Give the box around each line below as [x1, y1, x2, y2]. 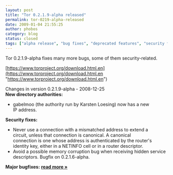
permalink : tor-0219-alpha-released [5, 17, 84, 22]
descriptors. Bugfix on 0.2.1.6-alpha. [12, 153, 90, 160]
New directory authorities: [5, 91, 63, 98]
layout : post [5, 7, 33, 13]
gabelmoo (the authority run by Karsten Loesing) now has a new [12, 101, 149, 107]
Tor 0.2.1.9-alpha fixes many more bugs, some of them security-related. [5, 55, 158, 61]
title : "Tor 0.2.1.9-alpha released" [5, 12, 86, 17]
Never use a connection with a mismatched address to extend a [12, 126, 148, 132]
